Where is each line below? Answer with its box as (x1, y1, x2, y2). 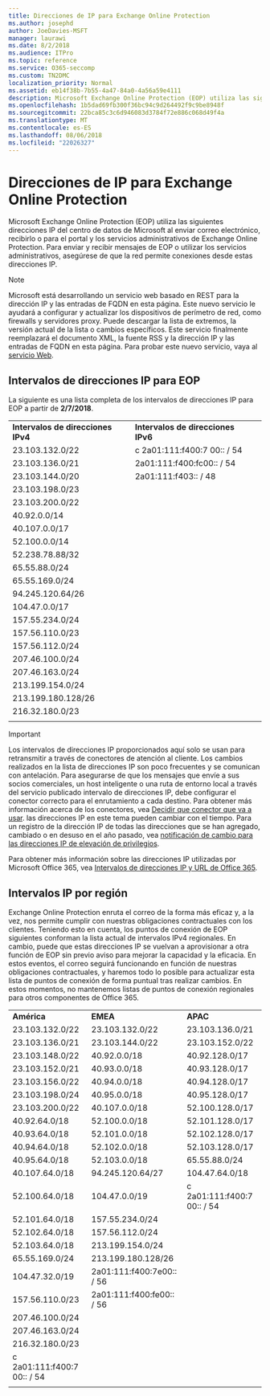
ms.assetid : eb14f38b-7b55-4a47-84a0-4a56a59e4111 (8, 86, 182, 95)
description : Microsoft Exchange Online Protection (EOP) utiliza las (8, 94, 250, 102)
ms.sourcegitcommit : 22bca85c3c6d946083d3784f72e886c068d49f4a (8, 109, 225, 117)
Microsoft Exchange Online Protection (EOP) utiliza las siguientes (8, 217, 223, 227)
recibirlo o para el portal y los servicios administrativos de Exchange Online (8, 234, 258, 243)
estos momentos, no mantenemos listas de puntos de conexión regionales (8, 985, 255, 994)
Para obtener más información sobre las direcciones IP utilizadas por (8, 855, 237, 864)
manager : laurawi (8, 34, 67, 43)
